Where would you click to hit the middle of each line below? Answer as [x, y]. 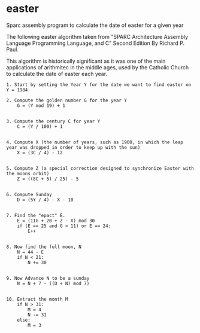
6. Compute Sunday [29, 194]
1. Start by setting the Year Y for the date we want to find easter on [99, 85]
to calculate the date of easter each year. [57, 74]
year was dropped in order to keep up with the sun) [73, 147]
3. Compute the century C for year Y [53, 121]
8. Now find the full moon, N [44, 247]
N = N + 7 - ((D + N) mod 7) [53, 283]
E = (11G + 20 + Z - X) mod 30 [56, 221]
